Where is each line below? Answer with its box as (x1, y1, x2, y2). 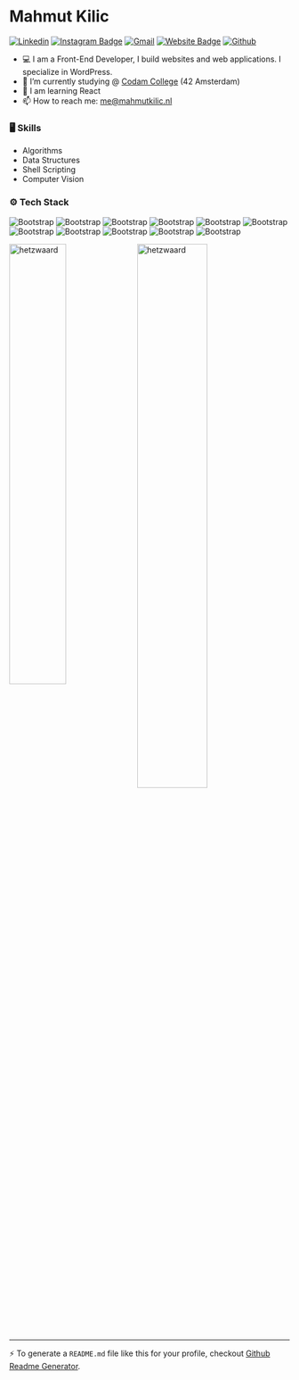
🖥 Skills (9, 121, 42, 134)
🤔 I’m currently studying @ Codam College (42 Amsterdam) (21, 76, 240, 87)
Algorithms (21, 145, 63, 156)
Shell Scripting (21, 164, 77, 175)
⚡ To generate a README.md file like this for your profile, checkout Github (9, 1348, 271, 1359)
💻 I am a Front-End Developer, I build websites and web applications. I (21, 54, 282, 64)
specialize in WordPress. (21, 66, 113, 77)
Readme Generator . (9, 1360, 81, 1371)
